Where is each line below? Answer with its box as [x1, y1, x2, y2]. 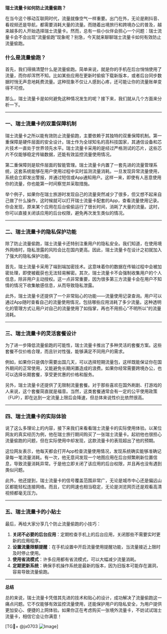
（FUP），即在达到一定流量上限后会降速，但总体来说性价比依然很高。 [5, 395, 147, 401]
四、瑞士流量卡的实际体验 [5, 413, 67, 420]
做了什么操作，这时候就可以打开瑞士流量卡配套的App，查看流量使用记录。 [9, 197, 162, 204]
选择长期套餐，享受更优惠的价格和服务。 [13, 372, 97, 378]
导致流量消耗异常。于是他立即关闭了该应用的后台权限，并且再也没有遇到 [13, 461, 162, 467]
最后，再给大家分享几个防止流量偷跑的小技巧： [5, 521, 101, 527]
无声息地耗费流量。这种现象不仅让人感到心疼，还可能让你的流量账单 [18, 79, 158, 85]
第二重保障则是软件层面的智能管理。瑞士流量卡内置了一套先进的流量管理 [5, 162, 153, 168]
